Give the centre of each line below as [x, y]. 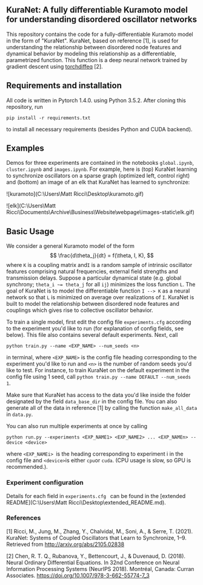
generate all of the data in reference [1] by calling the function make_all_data [102, 408]
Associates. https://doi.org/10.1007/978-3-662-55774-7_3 [78, 575]
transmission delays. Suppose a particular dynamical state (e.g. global [94, 278]
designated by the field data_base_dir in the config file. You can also [92, 401]
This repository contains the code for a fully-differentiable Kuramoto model [100, 34]
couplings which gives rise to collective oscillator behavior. [80, 310]
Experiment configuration [45, 483]
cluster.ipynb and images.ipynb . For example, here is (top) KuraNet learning [102, 169]
